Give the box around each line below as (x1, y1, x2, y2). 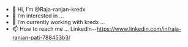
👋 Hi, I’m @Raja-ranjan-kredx (12, 6, 86, 13)
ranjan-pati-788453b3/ (12, 34, 71, 41)
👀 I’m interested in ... (12, 12, 64, 19)
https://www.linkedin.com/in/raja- (96, 25, 182, 33)
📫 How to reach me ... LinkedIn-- (12, 25, 97, 33)
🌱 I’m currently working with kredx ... (12, 19, 105, 25)
